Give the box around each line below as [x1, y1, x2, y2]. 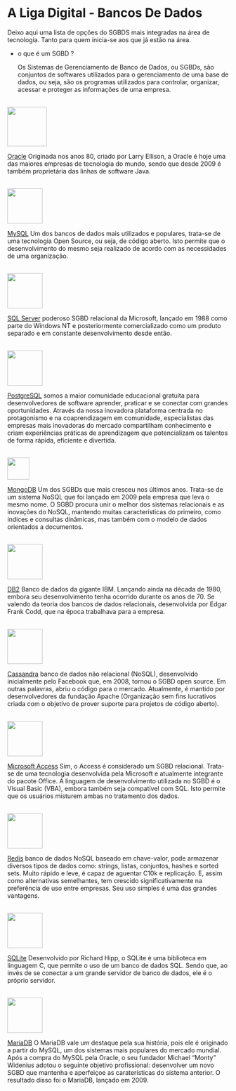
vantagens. [7, 891, 40, 900]
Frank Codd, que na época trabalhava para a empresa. [7, 607, 165, 615]
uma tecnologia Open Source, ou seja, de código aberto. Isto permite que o [7, 237, 225, 245]
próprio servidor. [7, 976, 56, 984]
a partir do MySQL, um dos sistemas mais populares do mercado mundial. [7, 1045, 221, 1054]
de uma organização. [7, 251, 69, 260]
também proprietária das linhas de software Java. [7, 166, 151, 175]
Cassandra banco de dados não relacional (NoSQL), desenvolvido [7, 669, 199, 678]
